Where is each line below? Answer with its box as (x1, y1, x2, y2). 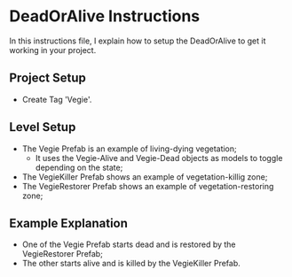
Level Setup (9, 119, 76, 135)
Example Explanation (9, 215, 129, 231)
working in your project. (9, 44, 97, 55)
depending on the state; (35, 162, 123, 173)
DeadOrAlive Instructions (9, 6, 201, 27)
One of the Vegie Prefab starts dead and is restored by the (21, 239, 237, 250)
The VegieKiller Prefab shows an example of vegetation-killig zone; (21, 171, 268, 182)
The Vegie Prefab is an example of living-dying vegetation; (21, 143, 237, 154)
